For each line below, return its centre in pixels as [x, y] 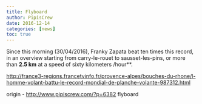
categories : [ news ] [31, 29]
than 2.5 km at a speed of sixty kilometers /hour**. [69, 65]
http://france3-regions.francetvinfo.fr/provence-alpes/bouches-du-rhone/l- [101, 76]
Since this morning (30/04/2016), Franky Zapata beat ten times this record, [100, 51]
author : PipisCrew [29, 18]
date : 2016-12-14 [28, 23]
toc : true [19, 34]
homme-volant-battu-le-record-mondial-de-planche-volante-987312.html [99, 83]
